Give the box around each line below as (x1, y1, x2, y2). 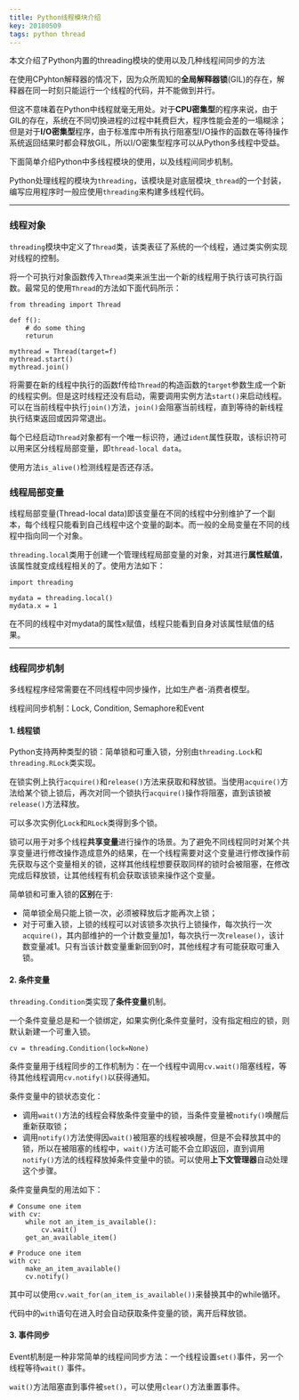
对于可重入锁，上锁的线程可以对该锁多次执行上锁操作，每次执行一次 (21, 919, 272, 930)
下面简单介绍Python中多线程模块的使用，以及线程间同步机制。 (9, 157, 238, 167)
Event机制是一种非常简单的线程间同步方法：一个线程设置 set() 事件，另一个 (9, 1351, 284, 1362)
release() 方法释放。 (9, 799, 85, 810)
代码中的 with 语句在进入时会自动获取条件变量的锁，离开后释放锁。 (9, 1307, 252, 1318)
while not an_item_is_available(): (25, 1217, 158, 1226)
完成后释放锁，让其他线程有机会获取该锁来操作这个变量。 (9, 870, 220, 881)
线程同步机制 (9, 662, 65, 674)
